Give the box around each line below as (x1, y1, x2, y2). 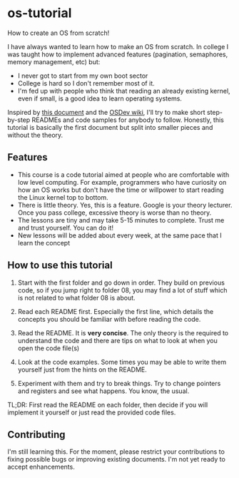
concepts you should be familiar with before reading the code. (17, 315, 201, 323)
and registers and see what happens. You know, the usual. (17, 387, 190, 395)
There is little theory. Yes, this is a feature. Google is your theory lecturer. (17, 200, 233, 209)
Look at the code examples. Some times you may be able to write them (17, 357, 227, 366)
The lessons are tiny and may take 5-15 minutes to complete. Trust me (17, 215, 225, 224)
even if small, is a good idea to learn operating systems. (17, 94, 182, 103)
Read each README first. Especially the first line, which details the (17, 307, 214, 315)
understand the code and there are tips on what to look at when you (17, 336, 218, 345)
